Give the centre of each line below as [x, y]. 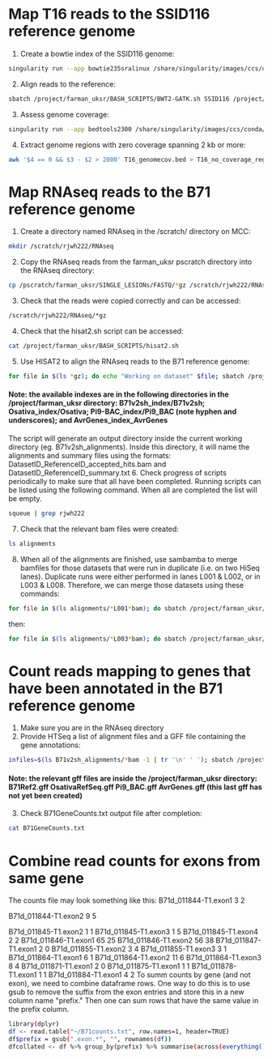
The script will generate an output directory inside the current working [125, 438]
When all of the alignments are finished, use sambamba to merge [129, 559]
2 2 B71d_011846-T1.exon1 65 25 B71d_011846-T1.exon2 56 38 [111, 941]
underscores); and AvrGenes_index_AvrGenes [88, 420]
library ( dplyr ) [34, 1024]
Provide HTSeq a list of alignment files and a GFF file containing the [133, 737]
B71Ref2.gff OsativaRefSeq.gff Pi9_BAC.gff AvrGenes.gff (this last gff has [136, 787]
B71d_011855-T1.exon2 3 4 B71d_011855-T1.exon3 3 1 [139, 949]
